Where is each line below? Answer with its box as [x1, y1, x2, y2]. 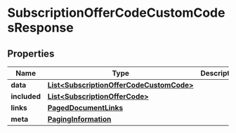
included [11, 92, 41, 101]
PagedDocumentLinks [47, 103, 124, 113]
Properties [7, 48, 55, 59]
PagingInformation [47, 114, 112, 124]
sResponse [7, 20, 74, 36]
